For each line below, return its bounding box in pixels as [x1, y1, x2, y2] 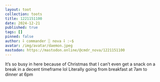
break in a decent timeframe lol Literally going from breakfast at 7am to [5, 66, 147, 72]
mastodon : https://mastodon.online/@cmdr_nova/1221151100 [5, 48, 125, 52]
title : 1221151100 [5, 16, 42, 21]
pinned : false [5, 34, 34, 39]
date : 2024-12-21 [5, 20, 40, 26]
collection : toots [5, 12, 42, 16]
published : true [5, 25, 38, 30]
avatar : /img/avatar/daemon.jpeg [5, 43, 73, 48]
